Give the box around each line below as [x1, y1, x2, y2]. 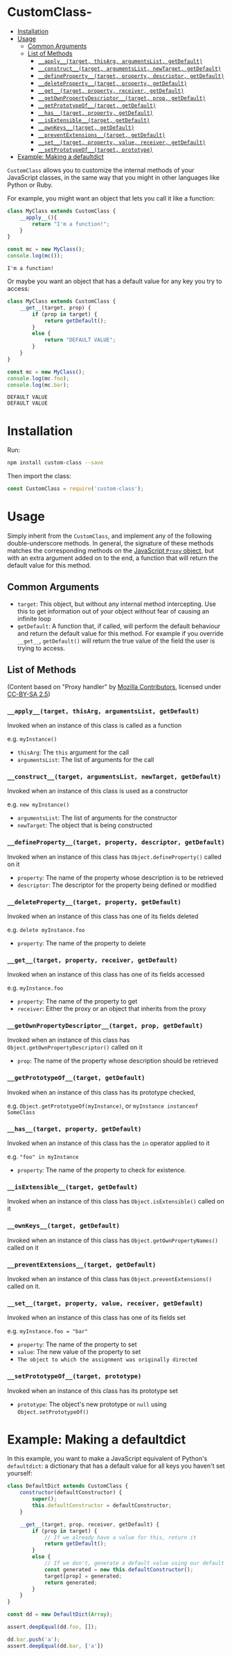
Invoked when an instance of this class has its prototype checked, [7, 1088, 196, 1097]
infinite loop [17, 614, 51, 623]
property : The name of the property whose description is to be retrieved [17, 873, 224, 881]
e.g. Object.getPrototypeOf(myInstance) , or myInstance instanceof [7, 1101, 199, 1110]
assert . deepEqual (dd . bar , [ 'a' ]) [7, 1642, 104, 1649]
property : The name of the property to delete [17, 938, 146, 947]
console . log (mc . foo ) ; [7, 375, 70, 382]
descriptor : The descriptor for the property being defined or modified [17, 881, 217, 889]
